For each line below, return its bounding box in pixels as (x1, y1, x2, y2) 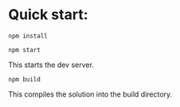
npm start (8, 46, 41, 53)
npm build (8, 75, 41, 83)
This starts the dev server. (8, 60, 94, 69)
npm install (8, 32, 48, 40)
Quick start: (8, 6, 89, 24)
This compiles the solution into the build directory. (8, 89, 173, 99)
